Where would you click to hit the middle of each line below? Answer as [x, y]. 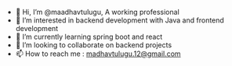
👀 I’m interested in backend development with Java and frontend [120, 20]
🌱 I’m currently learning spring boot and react [89, 36]
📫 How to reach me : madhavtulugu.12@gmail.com [98, 54]
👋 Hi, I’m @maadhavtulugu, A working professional [98, 12]
